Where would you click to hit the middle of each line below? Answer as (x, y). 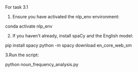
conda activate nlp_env (29, 26)
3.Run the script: (22, 55)
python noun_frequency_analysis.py (42, 64)
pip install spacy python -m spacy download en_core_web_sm (69, 45)
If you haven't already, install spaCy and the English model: (73, 36)
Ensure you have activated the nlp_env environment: (66, 17)
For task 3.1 (17, 7)
